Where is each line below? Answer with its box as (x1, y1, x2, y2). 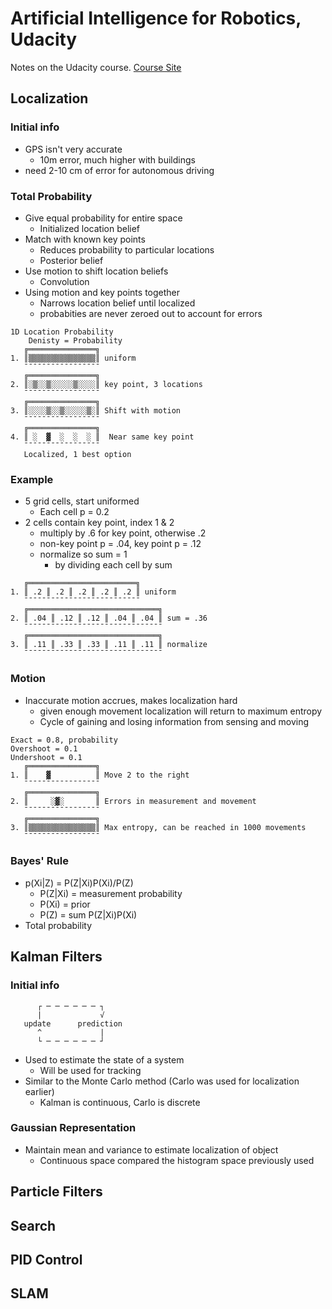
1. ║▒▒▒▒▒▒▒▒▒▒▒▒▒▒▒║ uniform (10, 353, 137, 363)
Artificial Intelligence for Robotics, (10, 7, 302, 30)
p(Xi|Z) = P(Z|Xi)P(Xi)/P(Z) (24, 877, 134, 889)
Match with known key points (24, 233, 146, 245)
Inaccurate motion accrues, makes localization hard (24, 694, 238, 706)
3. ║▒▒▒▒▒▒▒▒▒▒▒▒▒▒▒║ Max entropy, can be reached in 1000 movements (10, 822, 307, 832)
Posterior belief (39, 254, 104, 266)
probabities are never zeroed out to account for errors (39, 307, 263, 319)
